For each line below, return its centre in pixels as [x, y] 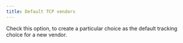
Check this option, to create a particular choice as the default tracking [92, 28]
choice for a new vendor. [37, 34]
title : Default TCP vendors [41, 11]
